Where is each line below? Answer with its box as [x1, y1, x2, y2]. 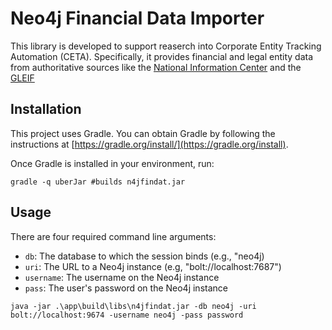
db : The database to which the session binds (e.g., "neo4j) [24, 250, 265, 262]
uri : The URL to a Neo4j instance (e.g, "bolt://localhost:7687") [24, 260, 282, 272]
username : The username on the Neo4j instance [24, 271, 220, 283]
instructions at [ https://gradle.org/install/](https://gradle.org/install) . [10, 138, 289, 150]
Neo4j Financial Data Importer [10, 7, 265, 30]
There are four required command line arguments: [10, 230, 217, 242]
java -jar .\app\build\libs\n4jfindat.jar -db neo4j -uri [10, 301, 257, 311]
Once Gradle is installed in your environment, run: [10, 157, 215, 169]
